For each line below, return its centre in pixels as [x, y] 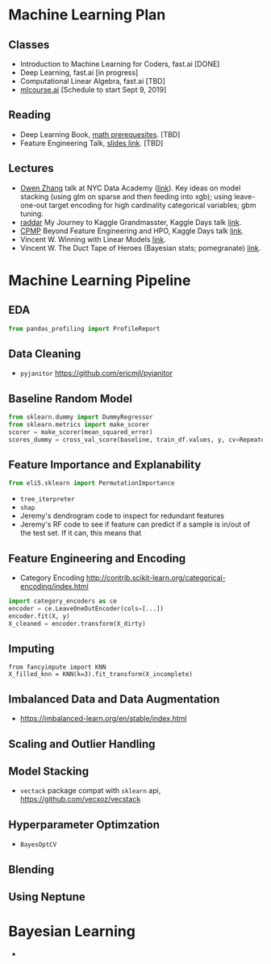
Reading [29, 115]
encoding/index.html [54, 586]
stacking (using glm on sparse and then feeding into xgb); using [126, 196]
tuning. [32, 213]
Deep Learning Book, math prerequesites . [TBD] [100, 134]
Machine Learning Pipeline [100, 280]
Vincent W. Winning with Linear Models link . [93, 239]
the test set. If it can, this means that [81, 533]
